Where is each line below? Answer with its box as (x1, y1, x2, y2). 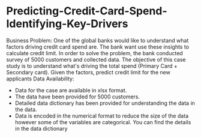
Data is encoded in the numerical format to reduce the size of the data (14, 112, 189, 119)
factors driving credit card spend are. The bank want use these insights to (6, 43, 190, 50)
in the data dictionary (14, 125, 68, 132)
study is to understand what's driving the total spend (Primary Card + (6, 62, 178, 70)
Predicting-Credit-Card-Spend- (6, 4, 167, 18)
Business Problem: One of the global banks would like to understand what (6, 37, 189, 44)
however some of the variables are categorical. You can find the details (14, 118, 191, 125)
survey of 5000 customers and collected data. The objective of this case (6, 56, 186, 63)
